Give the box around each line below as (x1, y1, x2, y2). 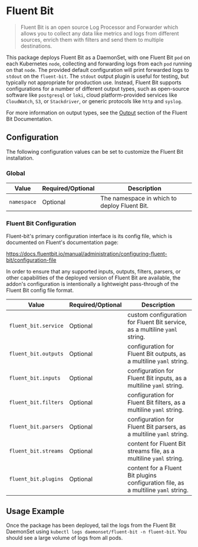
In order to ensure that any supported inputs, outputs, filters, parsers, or (6, 268, 181, 275)
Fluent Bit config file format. (6, 287, 74, 294)
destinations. (20, 42, 52, 50)
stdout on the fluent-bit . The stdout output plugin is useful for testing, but (6, 73, 189, 80)
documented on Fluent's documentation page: (6, 239, 119, 246)
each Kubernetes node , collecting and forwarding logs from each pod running (6, 60, 192, 67)
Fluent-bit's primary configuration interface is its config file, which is (6, 233, 173, 240)
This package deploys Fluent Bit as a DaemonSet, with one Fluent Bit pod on (6, 54, 190, 61)
